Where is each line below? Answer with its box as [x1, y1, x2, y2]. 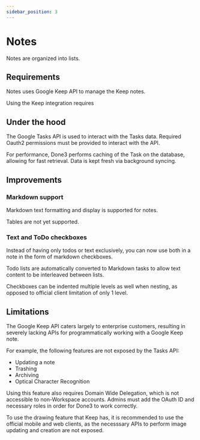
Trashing [14, 365, 37, 372]
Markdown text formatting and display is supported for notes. [6, 206, 158, 213]
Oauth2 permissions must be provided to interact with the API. [6, 139, 160, 147]
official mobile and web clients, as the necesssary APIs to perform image [6, 420, 187, 427]
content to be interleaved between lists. [6, 271, 105, 278]
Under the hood [6, 117, 66, 127]
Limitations [6, 307, 49, 317]
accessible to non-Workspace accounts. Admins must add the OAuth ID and [6, 396, 195, 403]
